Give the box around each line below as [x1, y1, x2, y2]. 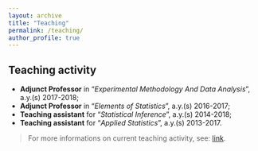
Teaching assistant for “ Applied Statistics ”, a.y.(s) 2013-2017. [19, 118, 222, 128]
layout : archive [8, 11, 62, 20]
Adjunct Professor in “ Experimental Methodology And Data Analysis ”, [19, 84, 251, 94]
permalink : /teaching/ [8, 26, 84, 34]
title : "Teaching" [8, 19, 69, 27]
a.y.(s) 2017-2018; [19, 93, 80, 103]
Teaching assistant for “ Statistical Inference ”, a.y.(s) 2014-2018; [19, 110, 233, 119]
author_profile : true [8, 33, 80, 42]
